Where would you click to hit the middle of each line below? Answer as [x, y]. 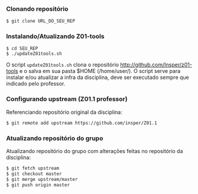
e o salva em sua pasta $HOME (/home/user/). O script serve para [100, 71]
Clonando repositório [37, 9]
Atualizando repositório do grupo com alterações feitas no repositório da [95, 151]
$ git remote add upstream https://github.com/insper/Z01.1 [82, 123]
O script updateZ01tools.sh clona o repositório [63, 65]
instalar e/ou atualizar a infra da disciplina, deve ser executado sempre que [98, 77]
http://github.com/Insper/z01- [156, 65]
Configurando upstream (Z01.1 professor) [67, 99]
